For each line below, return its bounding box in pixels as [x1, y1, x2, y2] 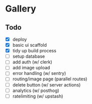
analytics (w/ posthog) [12, 87, 59, 93]
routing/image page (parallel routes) [12, 76, 87, 82]
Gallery [5, 3, 36, 15]
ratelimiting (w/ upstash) [12, 93, 63, 99]
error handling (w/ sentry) [12, 70, 66, 76]
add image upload [12, 65, 50, 71]
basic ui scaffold [12, 42, 47, 48]
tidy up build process [12, 48, 57, 54]
